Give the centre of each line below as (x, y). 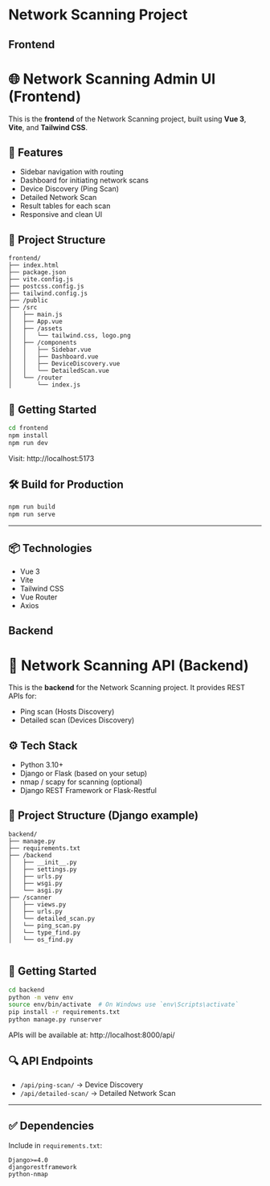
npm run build (32, 507)
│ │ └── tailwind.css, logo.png (70, 336)
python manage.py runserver (55, 1020)
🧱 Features (36, 152)
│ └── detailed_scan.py (51, 918)
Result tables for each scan (65, 206)
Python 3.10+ (42, 765)
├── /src (23, 308)
